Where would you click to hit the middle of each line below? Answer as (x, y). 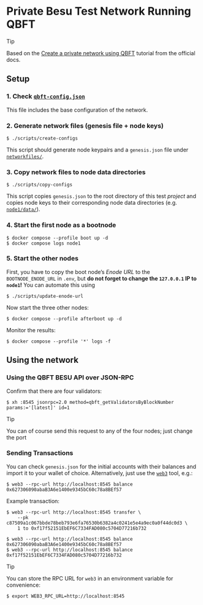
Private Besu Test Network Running (99, 11)
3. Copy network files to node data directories (76, 172)
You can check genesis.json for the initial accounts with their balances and (101, 466)
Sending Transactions (40, 453)
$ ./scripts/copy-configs (39, 185)
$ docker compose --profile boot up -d (57, 238)
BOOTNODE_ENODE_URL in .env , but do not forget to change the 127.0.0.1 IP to (102, 278)
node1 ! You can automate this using (51, 285)
